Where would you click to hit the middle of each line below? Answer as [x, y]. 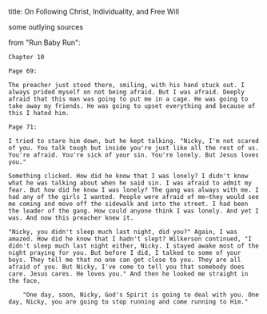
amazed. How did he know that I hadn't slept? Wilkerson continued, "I [130, 239]
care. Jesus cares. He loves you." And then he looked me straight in [128, 274]
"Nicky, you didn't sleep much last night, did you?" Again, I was [123, 232]
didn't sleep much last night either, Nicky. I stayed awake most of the [134, 246]
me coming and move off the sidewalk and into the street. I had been [128, 204]
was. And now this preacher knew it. [71, 218]
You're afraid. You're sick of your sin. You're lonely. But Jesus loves [134, 155]
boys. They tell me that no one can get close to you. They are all [125, 260]
